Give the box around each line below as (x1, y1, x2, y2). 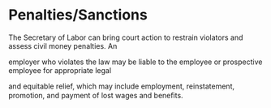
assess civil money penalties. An (8, 41, 118, 50)
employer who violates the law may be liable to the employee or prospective (8, 57, 263, 67)
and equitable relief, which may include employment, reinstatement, (8, 81, 235, 91)
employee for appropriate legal (8, 65, 112, 75)
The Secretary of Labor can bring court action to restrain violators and (8, 32, 243, 42)
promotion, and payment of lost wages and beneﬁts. (8, 90, 184, 100)
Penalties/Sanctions (8, 6, 148, 24)
